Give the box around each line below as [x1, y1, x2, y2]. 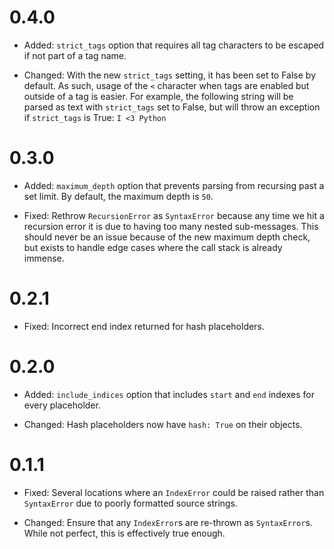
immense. [23, 252, 65, 264]
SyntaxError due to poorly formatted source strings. [23, 497, 239, 509]
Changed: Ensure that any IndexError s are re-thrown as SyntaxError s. [23, 516, 313, 528]
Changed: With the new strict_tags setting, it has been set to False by [23, 69, 317, 81]
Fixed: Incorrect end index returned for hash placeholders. [23, 320, 265, 332]
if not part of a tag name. [23, 49, 127, 61]
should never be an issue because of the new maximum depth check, [23, 231, 311, 243]
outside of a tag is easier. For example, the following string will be [23, 90, 294, 102]
